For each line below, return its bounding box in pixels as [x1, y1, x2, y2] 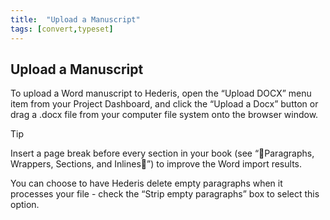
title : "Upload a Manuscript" [10, 14, 141, 25]
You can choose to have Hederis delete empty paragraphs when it [10, 177, 283, 190]
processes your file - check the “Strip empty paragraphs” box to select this [10, 188, 320, 200]
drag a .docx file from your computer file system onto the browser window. [10, 109, 319, 121]
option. [10, 199, 40, 211]
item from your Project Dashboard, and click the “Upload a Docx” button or [10, 98, 319, 110]
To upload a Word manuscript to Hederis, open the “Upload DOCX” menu [10, 87, 312, 100]
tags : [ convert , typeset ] [10, 24, 114, 34]
